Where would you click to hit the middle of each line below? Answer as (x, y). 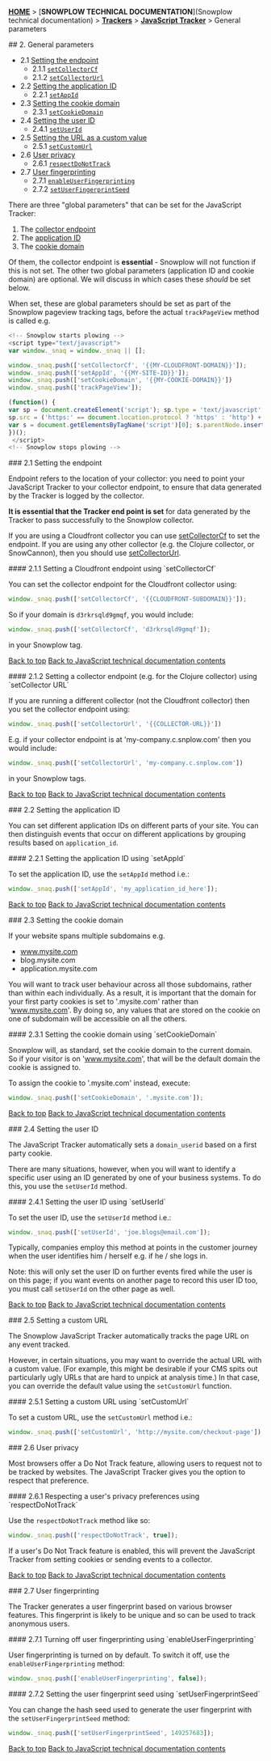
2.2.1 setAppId (55, 95)
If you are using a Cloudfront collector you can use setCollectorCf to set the (134, 536)
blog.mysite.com (48, 960)
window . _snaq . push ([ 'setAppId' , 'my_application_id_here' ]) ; (113, 889)
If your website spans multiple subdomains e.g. (87, 936)
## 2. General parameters (51, 45)
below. (19, 288)
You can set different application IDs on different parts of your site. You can (133, 825)
